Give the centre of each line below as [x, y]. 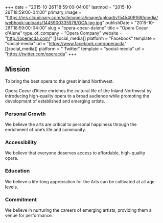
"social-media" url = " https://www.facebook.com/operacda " [66, 43]
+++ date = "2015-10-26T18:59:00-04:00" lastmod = [58, 7]
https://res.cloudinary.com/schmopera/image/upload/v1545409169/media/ [82, 17]
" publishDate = [118, 23]
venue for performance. [29, 215]
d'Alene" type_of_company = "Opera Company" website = [64, 33]
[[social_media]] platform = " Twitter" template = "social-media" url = [75, 49]
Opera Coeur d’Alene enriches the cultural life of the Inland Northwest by [78, 91]
